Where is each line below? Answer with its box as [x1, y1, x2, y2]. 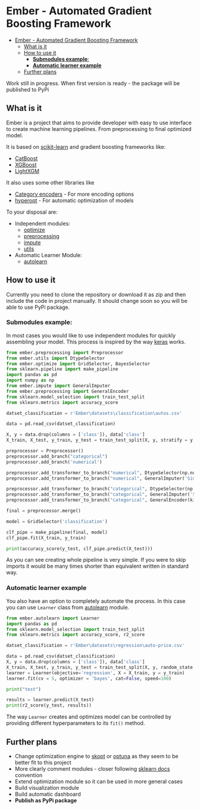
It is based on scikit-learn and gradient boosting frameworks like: [6, 143, 166, 150]
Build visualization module [14, 784, 79, 791]
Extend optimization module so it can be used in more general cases [14, 778, 183, 785]
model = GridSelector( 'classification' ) [6, 518, 108, 524]
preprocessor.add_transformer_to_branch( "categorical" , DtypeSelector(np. [6, 486, 196, 492]
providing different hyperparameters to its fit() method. [6, 720, 145, 727]
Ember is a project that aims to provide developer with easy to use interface [6, 119, 192, 126]
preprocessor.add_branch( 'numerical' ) [6, 459, 102, 465]
